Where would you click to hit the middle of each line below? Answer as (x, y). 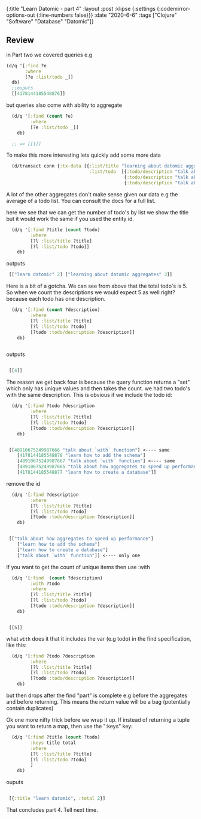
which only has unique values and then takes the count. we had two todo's (98, 388)
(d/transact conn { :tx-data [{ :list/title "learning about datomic (98, 166)
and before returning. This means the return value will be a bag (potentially (98, 702)
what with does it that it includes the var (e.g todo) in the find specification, (99, 638)
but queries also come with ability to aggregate (64, 105)
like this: (16, 645)
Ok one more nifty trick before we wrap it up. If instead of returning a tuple (98, 720)
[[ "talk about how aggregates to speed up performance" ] (81, 539)
